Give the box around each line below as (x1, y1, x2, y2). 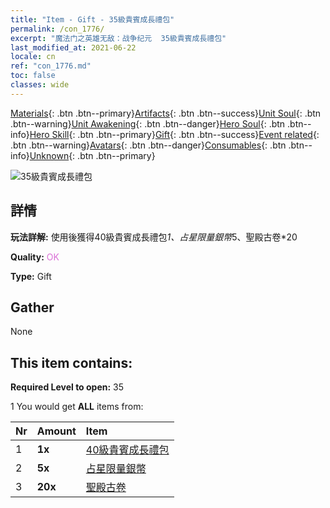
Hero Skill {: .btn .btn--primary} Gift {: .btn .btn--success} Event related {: (29, 128, 320, 140)
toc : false (10, 71, 56, 81)
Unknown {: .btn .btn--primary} (29, 149, 156, 161)
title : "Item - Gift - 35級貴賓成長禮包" (10, 14, 175, 25)
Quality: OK (10, 251, 60, 263)
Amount (36, 424, 77, 438)
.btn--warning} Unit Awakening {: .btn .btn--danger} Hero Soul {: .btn (10, 117, 286, 130)
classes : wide (10, 80, 70, 90)
